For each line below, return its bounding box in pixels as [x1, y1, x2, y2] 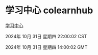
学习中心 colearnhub [5, 5, 93, 16]
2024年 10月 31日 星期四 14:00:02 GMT [5, 44, 88, 50]
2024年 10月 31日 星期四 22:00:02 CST [5, 33, 87, 39]
